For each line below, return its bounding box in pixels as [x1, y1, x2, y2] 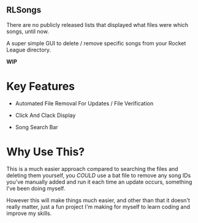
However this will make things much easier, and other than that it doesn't [6, 196, 190, 204]
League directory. [6, 46, 51, 53]
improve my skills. [6, 210, 52, 217]
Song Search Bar [15, 123, 58, 130]
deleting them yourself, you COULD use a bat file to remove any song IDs [6, 172, 191, 179]
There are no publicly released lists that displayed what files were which [6, 21, 189, 28]
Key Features [6, 80, 75, 93]
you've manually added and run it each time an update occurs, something [6, 178, 192, 186]
